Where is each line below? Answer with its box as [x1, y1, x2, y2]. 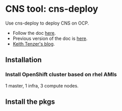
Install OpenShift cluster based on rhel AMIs [5, 71, 117, 78]
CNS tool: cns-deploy [5, 3, 99, 15]
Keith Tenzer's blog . [12, 40, 55, 47]
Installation [5, 56, 42, 64]
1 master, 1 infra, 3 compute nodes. [5, 82, 79, 88]
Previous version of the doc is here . [12, 35, 88, 41]
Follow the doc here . [12, 30, 56, 36]
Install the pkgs [5, 98, 55, 106]
